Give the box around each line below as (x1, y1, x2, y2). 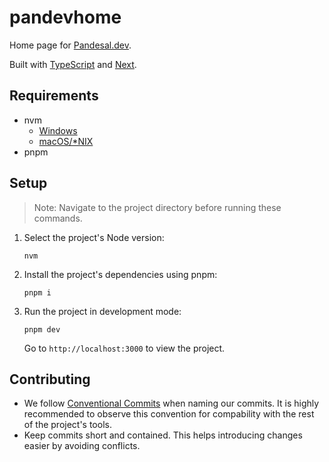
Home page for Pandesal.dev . (9, 39, 132, 51)
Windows (38, 124, 78, 136)
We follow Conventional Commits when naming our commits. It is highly (23, 397, 320, 410)
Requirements (9, 87, 99, 105)
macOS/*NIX (38, 135, 94, 147)
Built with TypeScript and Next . (9, 58, 137, 70)
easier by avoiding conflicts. (23, 440, 141, 452)
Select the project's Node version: (23, 231, 165, 243)
